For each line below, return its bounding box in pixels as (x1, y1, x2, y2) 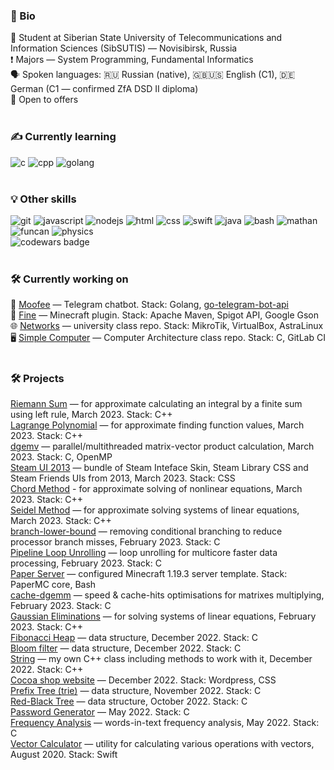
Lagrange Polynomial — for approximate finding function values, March (10, 419, 305, 431)
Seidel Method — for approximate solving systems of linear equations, (10, 504, 300, 516)
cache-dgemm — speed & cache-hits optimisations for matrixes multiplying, (10, 589, 325, 601)
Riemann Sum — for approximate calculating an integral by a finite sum (10, 398, 303, 410)
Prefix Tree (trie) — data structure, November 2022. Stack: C (10, 685, 262, 697)
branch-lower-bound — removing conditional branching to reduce (10, 525, 283, 538)
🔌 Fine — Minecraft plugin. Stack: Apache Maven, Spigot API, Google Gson (10, 309, 320, 321)
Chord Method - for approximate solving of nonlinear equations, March (10, 483, 303, 495)
